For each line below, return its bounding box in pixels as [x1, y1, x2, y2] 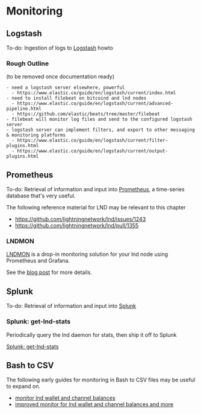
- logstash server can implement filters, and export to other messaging [6, 127, 196, 133]
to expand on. [6, 383, 41, 390]
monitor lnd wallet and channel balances [14, 394, 116, 402]
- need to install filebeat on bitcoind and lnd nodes [6, 95, 147, 101]
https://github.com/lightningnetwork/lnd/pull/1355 [14, 222, 139, 229]
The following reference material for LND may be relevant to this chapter [6, 204, 186, 211]
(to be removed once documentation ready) [6, 73, 115, 80]
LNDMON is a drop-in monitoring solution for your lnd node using [6, 250, 169, 258]
